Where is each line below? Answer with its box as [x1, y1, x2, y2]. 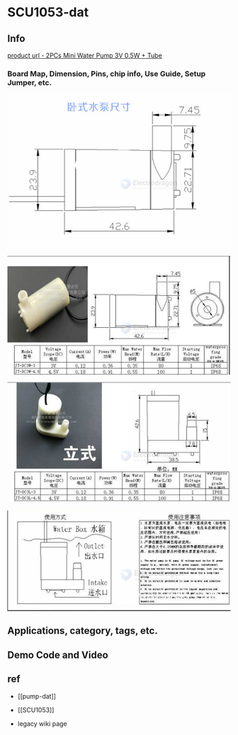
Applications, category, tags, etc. [7, 625, 158, 637]
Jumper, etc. [7, 77, 52, 87]
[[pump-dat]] [17, 692, 57, 700]
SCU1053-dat [7, 4, 89, 21]
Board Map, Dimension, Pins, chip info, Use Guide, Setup [7, 69, 206, 79]
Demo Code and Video [7, 649, 108, 661]
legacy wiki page [17, 719, 67, 728]
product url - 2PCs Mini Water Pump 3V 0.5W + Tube [7, 51, 163, 59]
